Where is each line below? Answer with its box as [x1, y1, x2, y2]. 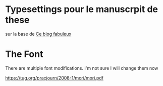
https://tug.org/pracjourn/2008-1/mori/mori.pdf [5, 74, 103, 81]
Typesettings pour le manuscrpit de [5, 4, 158, 15]
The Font [5, 49, 43, 60]
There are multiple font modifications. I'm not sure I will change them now [5, 65, 158, 71]
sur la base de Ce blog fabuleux [5, 31, 72, 37]
